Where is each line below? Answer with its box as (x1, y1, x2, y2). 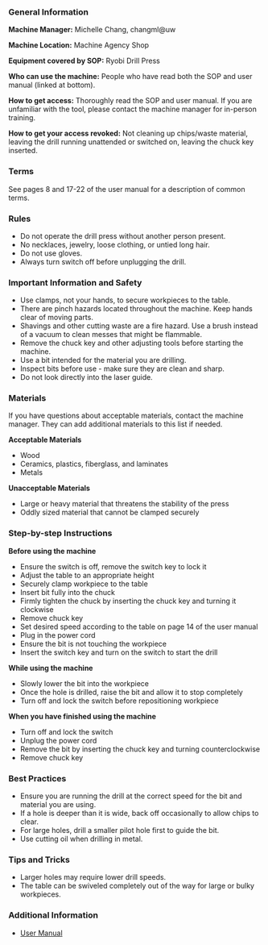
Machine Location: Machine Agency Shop (8, 40, 150, 50)
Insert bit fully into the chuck (19, 587, 115, 597)
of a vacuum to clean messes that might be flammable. (19, 330, 203, 339)
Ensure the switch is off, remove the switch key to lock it (19, 561, 207, 571)
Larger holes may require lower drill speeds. (19, 872, 167, 882)
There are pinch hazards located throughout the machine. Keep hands (19, 304, 254, 314)
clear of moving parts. (19, 313, 94, 323)
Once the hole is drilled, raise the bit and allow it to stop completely (19, 687, 243, 697)
